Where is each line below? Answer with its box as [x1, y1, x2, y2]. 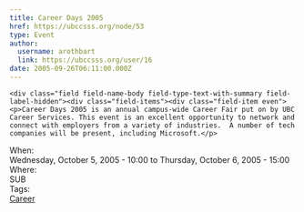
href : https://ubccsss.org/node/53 [9, 22, 145, 31]
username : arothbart [17, 47, 96, 56]
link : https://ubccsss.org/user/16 [17, 56, 153, 65]
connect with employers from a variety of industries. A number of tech [9, 120, 296, 130]
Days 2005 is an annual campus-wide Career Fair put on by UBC [49, 105, 296, 114]
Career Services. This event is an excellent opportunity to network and [9, 113, 296, 122]
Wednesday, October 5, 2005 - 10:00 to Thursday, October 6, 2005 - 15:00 [9, 154, 290, 165]
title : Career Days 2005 [9, 13, 104, 23]
